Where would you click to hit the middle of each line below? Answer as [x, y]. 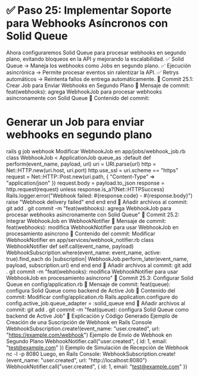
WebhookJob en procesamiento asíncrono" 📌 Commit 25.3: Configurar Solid [100, 278]
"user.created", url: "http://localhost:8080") [94, 360]
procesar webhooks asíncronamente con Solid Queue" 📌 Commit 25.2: [93, 215]
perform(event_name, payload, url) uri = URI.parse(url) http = [81, 164]
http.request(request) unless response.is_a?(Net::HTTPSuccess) [85, 189]
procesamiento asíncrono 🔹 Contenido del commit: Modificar [81, 234]
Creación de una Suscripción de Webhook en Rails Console [79, 322]
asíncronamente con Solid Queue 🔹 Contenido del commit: [78, 98]
